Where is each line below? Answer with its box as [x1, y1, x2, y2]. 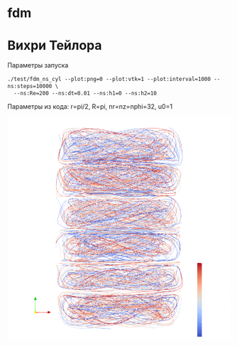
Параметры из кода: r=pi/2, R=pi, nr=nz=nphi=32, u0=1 [7, 102, 172, 111]
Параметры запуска [7, 61, 69, 70]
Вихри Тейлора [7, 38, 102, 54]
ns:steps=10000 [7, 83, 53, 90]
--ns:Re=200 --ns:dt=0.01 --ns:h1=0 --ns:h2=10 [13, 90, 158, 97]
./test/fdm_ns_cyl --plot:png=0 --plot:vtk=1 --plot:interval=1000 [7, 76, 211, 83]
